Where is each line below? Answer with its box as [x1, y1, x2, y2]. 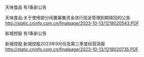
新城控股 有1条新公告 [5, 30, 47, 36]
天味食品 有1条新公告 [5, 4, 47, 10]
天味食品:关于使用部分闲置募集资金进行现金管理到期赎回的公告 [5, 15, 131, 21]
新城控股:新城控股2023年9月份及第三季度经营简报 [5, 41, 105, 47]
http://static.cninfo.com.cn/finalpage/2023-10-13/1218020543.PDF [5, 20, 139, 26]
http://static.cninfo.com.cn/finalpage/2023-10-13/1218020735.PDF [5, 46, 139, 52]
